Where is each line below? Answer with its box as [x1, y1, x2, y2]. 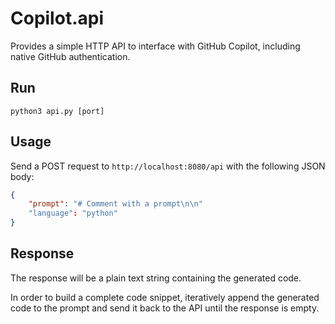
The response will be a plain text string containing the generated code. [10, 272, 302, 284]
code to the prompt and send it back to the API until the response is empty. [10, 302, 320, 314]
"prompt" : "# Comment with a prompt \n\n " [28, 199, 203, 209]
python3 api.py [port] [10, 106, 105, 116]
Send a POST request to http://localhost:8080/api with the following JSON [10, 160, 326, 172]
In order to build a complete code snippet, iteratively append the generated [10, 291, 320, 303]
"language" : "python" [28, 208, 118, 219]
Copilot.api [10, 7, 104, 30]
